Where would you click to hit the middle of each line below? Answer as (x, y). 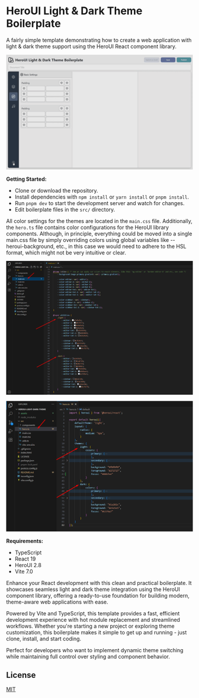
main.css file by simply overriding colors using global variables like (88, 240)
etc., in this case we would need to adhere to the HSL (121, 246)
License (21, 675)
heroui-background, (31, 246)
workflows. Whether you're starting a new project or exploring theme (90, 626)
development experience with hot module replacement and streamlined (93, 620)
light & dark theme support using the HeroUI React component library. (91, 46)
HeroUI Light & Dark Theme (74, 11)
